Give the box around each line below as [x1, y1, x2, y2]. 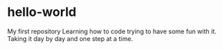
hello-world [7, 4, 77, 20]
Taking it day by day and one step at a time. [7, 34, 133, 42]
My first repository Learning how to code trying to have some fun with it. [7, 27, 217, 35]
